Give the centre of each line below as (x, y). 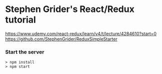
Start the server (25, 52)
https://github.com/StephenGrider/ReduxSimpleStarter (61, 39)
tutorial (20, 20)
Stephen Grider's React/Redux (70, 9)
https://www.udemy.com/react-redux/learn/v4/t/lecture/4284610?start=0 (81, 33)
